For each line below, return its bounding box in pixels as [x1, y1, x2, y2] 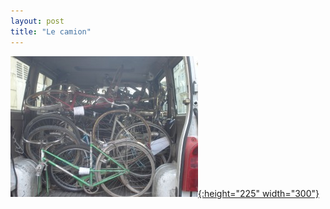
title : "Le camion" [10, 26, 92, 37]
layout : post [10, 16, 65, 26]
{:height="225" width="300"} [198, 187, 320, 199]
